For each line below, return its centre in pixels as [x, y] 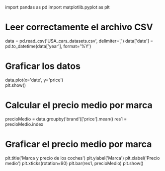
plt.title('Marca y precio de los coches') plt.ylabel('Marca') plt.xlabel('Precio [82, 158]
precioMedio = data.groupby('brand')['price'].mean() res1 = [66, 119]
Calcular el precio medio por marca [79, 105]
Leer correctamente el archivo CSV [79, 27]
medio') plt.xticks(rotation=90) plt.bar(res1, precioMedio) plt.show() [74, 163]
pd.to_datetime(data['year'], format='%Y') [48, 46]
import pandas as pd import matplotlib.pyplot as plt [58, 7]
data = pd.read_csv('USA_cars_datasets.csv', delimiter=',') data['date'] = [79, 41]
